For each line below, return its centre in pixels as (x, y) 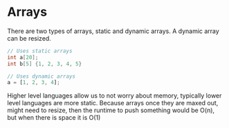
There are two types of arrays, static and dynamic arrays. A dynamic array (113, 31)
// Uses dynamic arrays (42, 76)
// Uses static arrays (40, 51)
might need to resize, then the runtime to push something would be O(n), (111, 110)
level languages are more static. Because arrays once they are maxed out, (113, 103)
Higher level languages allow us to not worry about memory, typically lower (114, 96)
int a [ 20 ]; (23, 57)
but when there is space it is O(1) (54, 118)
